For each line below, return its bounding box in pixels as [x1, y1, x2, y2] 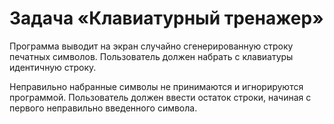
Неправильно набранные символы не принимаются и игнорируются [9, 80, 304, 92]
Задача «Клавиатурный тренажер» [9, 7, 324, 30]
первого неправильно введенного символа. [9, 102, 198, 114]
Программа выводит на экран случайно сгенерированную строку [9, 40, 294, 52]
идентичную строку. [9, 61, 97, 73]
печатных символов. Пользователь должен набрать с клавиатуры [9, 50, 294, 62]
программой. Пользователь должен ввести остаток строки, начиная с [9, 91, 312, 103]
